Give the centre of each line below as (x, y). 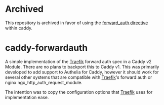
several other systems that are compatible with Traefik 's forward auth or (79, 77)
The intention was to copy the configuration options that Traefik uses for (79, 92)
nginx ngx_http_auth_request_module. (44, 82)
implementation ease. (27, 97)
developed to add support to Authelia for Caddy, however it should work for (82, 72)
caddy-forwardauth (46, 48)
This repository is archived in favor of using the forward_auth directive (77, 23)
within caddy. (19, 28)
